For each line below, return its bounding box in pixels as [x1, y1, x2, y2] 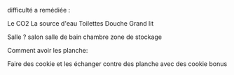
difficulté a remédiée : [7, 6, 71, 14]
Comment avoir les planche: [7, 47, 88, 54]
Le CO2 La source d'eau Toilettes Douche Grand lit [7, 19, 154, 27]
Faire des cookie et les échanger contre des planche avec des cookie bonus [7, 60, 228, 68]
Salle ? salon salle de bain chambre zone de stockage [7, 33, 163, 41]
